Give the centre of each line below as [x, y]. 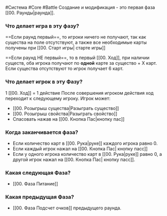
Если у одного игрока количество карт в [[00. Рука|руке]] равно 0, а [87, 154]
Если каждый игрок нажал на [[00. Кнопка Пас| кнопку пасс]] [80, 148]
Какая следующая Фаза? [38, 173]
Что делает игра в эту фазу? [42, 26]
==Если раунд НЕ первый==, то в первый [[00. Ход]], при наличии [77, 58]
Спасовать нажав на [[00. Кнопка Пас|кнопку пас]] [68, 119]
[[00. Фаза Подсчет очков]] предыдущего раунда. [67, 208]
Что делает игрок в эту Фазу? [44, 82]
